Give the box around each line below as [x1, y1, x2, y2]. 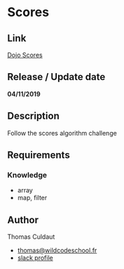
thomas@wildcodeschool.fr [17, 247, 97, 255]
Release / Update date [7, 71, 106, 83]
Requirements [7, 149, 70, 162]
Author [7, 214, 39, 225]
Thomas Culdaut [7, 232, 55, 241]
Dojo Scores [7, 51, 43, 59]
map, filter [17, 194, 48, 202]
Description [7, 110, 60, 122]
